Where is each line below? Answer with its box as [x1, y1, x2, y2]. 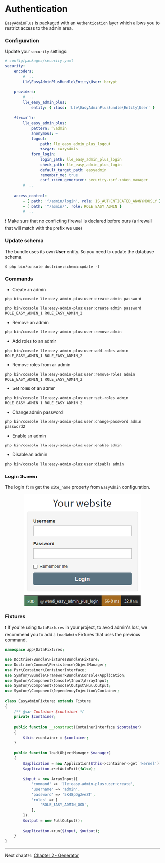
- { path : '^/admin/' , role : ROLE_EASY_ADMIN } [23, 204, 122, 208]
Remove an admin [12, 320, 49, 326]
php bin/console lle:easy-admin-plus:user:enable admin [5, 443, 122, 448]
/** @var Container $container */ [14, 709, 84, 714]
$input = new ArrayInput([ [23, 776, 78, 781]
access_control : [14, 193, 48, 198]
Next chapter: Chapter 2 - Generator [5, 852, 79, 858]
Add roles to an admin [12, 338, 57, 344]
